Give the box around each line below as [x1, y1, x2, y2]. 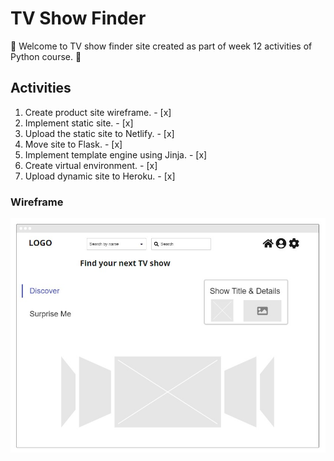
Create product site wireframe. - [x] [24, 106, 172, 118]
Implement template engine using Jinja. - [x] [24, 148, 208, 161]
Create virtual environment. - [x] [24, 159, 158, 171]
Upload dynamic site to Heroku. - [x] [24, 170, 176, 182]
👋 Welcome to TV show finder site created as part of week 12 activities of [10, 40, 313, 52]
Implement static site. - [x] [24, 117, 134, 129]
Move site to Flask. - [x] [24, 138, 123, 150]
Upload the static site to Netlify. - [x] [24, 127, 175, 139]
